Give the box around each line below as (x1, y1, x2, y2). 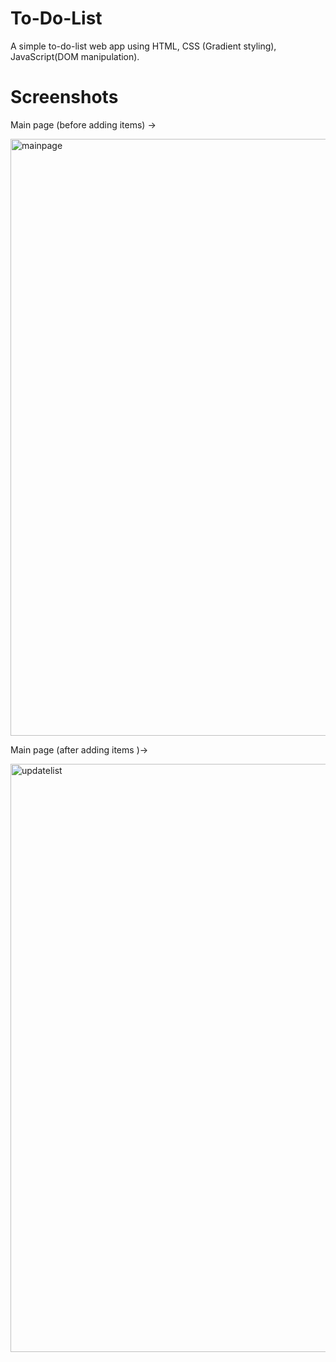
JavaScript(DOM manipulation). (10, 50, 140, 62)
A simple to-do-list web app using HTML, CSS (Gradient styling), (10, 40, 277, 52)
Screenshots (10, 86, 119, 109)
